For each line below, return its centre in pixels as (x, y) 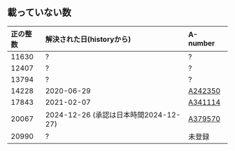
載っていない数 (39, 13)
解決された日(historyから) (88, 39)
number (201, 43)
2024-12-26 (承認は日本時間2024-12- (113, 115)
